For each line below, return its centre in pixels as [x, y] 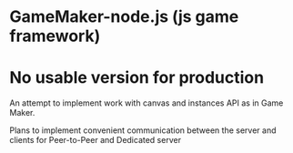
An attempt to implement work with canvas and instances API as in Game [146, 103]
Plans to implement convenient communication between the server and [143, 130]
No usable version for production [137, 78]
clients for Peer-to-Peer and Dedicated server [96, 140]
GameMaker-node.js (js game [124, 17]
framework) [55, 36]
